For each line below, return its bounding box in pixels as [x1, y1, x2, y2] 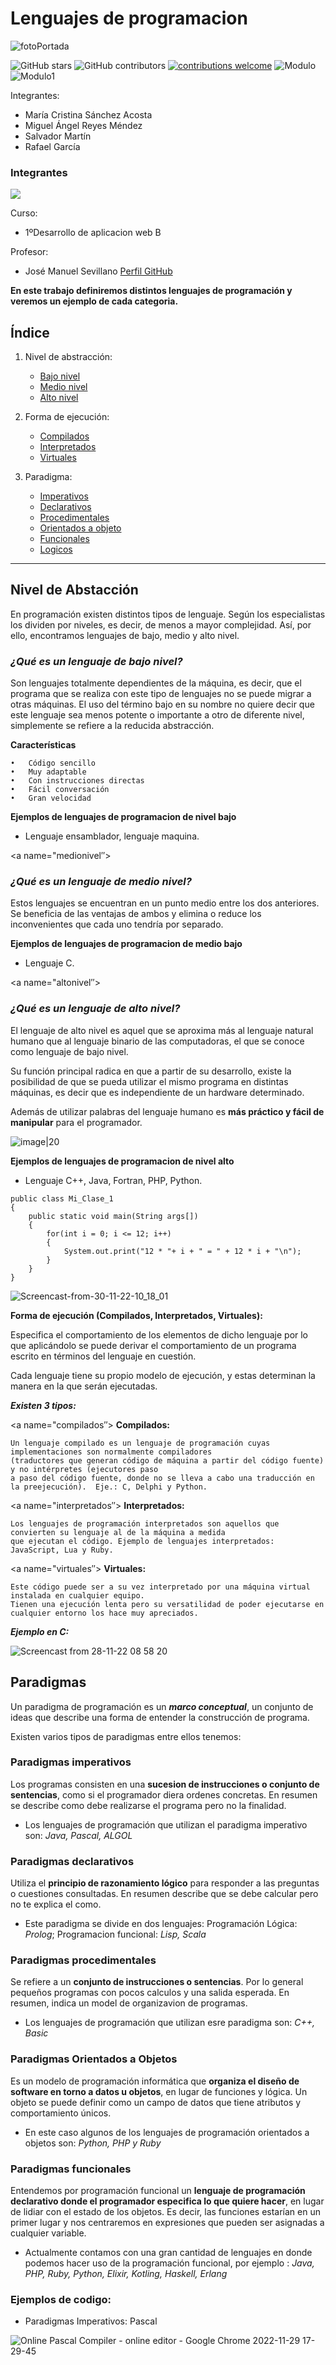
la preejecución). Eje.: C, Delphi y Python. [10, 1482, 208, 1492]
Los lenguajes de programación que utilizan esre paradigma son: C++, [24, 2017, 315, 2029]
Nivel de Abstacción [10, 582, 139, 599]
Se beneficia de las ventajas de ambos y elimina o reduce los [10, 908, 262, 920]
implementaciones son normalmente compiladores [10, 1447, 213, 1457]
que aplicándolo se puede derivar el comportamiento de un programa [10, 1339, 297, 1351]
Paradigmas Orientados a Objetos [10, 2052, 178, 2066]
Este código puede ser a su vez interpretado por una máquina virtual [10, 1582, 311, 1592]
